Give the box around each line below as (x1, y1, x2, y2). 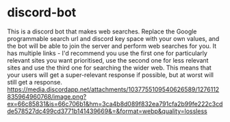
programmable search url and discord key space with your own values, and (7, 34, 220, 42)
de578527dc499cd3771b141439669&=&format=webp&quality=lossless (7, 107, 207, 115)
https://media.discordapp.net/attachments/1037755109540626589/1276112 (7, 85, 220, 93)
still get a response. (7, 78, 63, 86)
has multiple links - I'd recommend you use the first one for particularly (7, 49, 207, 57)
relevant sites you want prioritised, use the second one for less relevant (7, 56, 209, 64)
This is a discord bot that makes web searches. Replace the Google (7, 27, 197, 35)
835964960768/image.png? (7, 92, 87, 100)
